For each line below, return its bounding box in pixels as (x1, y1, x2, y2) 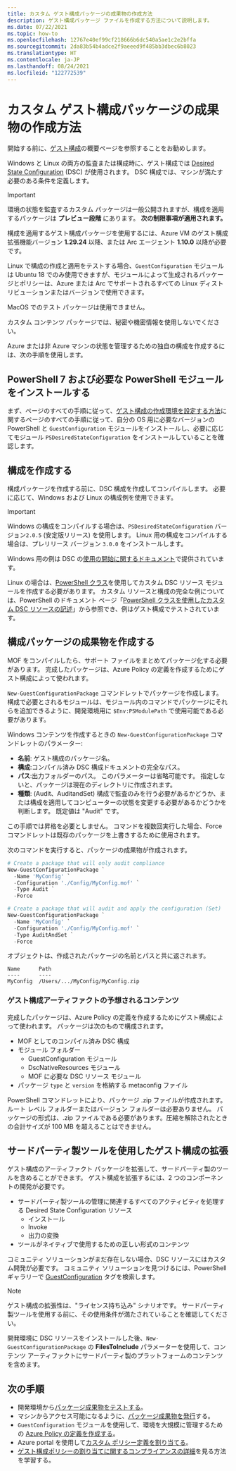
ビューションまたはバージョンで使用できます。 (13, 288, 149, 297)
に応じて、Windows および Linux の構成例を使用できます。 (7, 493, 178, 502)
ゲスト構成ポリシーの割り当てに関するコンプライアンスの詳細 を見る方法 (17, 1447, 227, 1455)
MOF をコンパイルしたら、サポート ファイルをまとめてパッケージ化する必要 (7, 656, 228, 665)
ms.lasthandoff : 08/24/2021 (7, 63, 90, 70)
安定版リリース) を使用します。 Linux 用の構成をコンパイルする (45, 531, 228, 539)
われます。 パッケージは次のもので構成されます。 (25, 1021, 167, 1030)
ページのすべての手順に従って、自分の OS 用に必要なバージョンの (25, 415, 216, 424)
